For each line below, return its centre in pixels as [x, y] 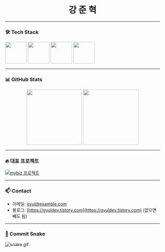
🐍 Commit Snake [25, 234]
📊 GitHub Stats [24, 80]
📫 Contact [18, 191]
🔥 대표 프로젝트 [22, 161]
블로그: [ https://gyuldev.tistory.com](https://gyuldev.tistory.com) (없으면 [84, 210]
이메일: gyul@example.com [40, 204]
